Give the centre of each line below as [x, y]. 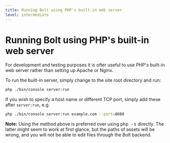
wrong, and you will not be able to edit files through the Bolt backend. [78, 135]
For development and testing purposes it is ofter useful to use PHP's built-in [85, 65]
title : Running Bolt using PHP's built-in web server [64, 10]
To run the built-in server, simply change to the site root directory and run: [83, 80]
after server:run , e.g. [28, 105]
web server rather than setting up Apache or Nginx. [59, 70]
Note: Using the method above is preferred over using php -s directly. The [85, 124]
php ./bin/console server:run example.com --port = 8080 [65, 114]
